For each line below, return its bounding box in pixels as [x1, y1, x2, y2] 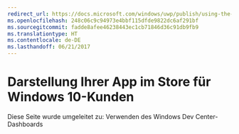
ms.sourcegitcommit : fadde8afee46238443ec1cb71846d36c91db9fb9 [7, 23, 199, 30]
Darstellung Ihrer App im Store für [7, 74, 211, 90]
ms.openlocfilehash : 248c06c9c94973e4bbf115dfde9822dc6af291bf [7, 17, 199, 24]
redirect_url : [7, 10, 50, 18]
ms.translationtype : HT [7, 30, 78, 38]
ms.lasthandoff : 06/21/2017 [7, 43, 91, 50]
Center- [195, 112, 218, 121]
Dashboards [7, 120, 43, 128]
